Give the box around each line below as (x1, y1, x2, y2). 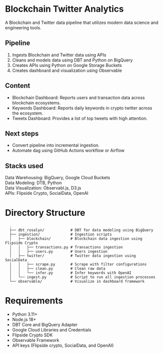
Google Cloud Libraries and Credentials (12, 327, 91, 333)
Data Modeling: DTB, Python (5, 180, 62, 186)
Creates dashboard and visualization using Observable (12, 67, 123, 73)
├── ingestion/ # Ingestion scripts (9, 232, 112, 237)
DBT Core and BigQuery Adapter (12, 322, 78, 328)
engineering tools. (5, 24, 41, 30)
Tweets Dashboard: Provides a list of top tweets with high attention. (12, 115, 148, 121)
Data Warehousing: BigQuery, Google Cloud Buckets (5, 175, 110, 181)
